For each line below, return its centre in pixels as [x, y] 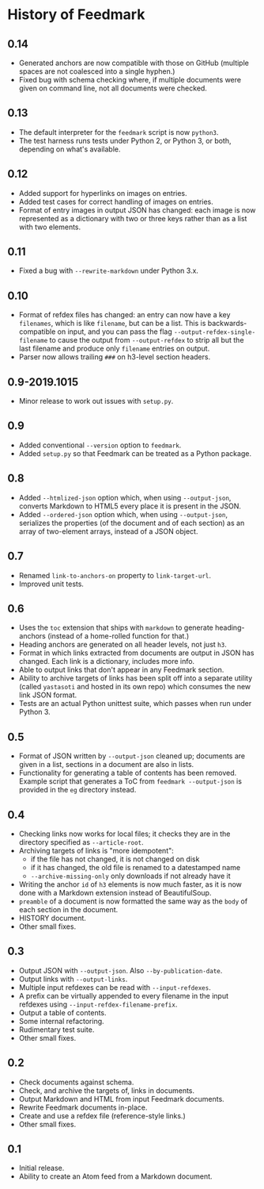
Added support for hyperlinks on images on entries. [103, 193]
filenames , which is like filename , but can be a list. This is [112, 324]
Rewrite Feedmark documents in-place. [83, 1107]
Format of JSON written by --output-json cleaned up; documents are [132, 756]
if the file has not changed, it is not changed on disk [115, 859]
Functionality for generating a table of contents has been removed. [128, 773]
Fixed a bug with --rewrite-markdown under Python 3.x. [109, 270]
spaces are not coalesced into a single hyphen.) [97, 71]
